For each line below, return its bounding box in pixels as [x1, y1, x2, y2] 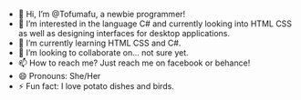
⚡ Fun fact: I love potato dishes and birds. [17, 81, 175, 91]
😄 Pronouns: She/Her [17, 71, 101, 81]
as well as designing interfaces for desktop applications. [17, 28, 231, 38]
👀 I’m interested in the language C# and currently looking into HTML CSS [17, 18, 293, 29]
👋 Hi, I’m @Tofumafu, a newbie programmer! [17, 9, 186, 19]
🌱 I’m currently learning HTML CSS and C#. [17, 37, 182, 48]
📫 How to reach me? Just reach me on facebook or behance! [17, 57, 251, 68]
